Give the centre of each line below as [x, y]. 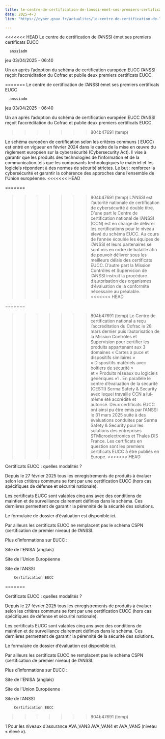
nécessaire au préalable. [115, 292]
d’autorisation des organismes [121, 281]
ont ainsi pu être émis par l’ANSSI [124, 410]
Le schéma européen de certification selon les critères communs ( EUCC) [80, 142]
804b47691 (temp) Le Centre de [123, 316]
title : [12, 10]
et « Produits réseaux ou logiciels [124, 373]
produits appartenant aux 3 [118, 347]
